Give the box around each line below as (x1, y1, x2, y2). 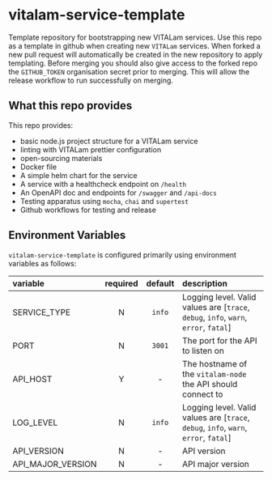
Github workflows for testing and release (19, 205, 156, 215)
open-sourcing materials (19, 153, 103, 163)
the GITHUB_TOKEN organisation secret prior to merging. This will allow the (8, 66, 250, 76)
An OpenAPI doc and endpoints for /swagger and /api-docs (19, 188, 217, 198)
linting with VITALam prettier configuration (19, 144, 162, 155)
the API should (181, 378, 238, 389)
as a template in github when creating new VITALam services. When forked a (8, 40, 261, 50)
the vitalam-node (181, 368, 247, 380)
